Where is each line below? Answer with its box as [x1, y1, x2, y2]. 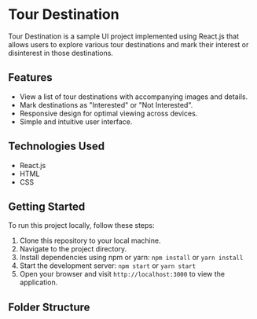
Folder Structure [8, 300, 90, 313]
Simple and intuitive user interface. [19, 116, 133, 126]
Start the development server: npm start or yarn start [19, 261, 196, 270]
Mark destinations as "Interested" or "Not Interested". [19, 100, 193, 109]
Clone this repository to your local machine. [19, 236, 161, 245]
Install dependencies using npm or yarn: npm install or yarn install [19, 253, 244, 262]
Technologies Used [8, 140, 105, 153]
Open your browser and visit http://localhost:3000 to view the [19, 269, 226, 279]
